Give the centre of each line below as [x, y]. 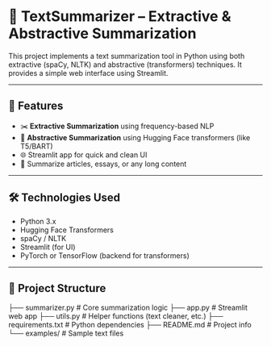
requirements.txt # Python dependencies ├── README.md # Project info [130, 325]
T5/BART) [37, 146]
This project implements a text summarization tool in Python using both [127, 56]
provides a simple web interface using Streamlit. [88, 73]
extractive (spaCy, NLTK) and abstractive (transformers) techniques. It [125, 65]
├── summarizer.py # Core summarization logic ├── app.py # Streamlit [128, 308]
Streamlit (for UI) [48, 247]
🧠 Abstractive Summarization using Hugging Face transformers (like [135, 137]
